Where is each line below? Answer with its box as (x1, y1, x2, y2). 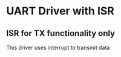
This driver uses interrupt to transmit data (6, 44, 110, 51)
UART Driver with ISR (6, 4, 115, 18)
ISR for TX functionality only (6, 28, 116, 38)
